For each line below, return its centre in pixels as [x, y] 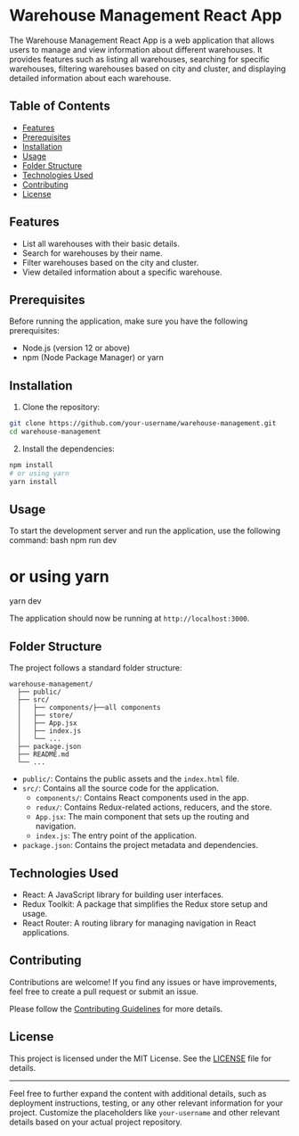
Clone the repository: [61, 407]
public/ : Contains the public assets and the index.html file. [131, 779]
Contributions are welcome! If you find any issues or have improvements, [143, 982]
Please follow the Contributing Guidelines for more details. [116, 1008]
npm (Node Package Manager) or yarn [93, 358]
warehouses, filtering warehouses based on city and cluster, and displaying [148, 69]
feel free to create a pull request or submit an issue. [104, 992]
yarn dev [25, 601]
